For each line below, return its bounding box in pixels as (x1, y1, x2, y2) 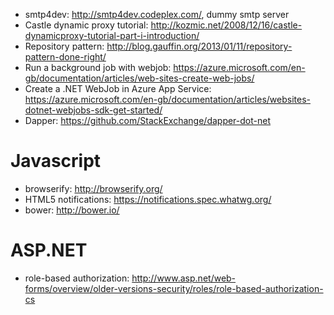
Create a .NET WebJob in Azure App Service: (24, 83, 212, 94)
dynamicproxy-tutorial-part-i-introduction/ (24, 30, 200, 41)
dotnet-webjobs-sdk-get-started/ (24, 104, 163, 116)
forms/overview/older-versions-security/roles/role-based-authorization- (24, 282, 324, 294)
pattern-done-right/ (24, 51, 107, 63)
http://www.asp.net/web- (131, 272, 237, 284)
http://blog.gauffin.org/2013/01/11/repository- (106, 40, 293, 52)
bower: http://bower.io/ (24, 204, 120, 216)
